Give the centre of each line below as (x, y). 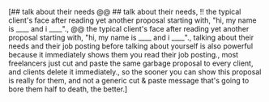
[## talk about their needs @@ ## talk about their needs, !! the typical (125, 12)
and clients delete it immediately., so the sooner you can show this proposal (135, 72)
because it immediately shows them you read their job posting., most (124, 55)
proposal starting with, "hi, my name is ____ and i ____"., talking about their (131, 37)
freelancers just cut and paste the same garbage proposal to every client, (131, 63)
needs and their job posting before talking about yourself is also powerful (131, 46)
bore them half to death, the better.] (68, 89)
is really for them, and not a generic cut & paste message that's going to (129, 81)
